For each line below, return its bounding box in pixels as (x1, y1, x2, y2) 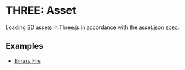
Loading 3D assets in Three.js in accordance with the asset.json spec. (5, 24, 180, 31)
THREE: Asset (5, 4, 77, 17)
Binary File (14, 57, 41, 64)
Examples (5, 41, 43, 51)
